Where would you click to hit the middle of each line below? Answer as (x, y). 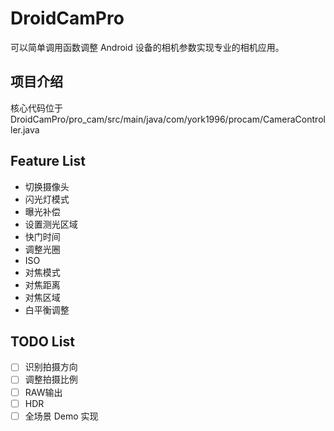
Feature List (48, 161)
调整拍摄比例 (51, 379)
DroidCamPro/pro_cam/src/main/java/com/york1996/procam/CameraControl (168, 119)
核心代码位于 (36, 108)
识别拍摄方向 (51, 367)
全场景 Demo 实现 (61, 416)
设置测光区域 (51, 224)
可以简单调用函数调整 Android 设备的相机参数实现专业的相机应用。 (147, 47)
